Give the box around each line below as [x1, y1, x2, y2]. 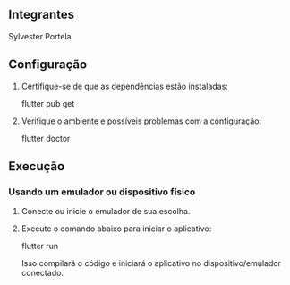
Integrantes [8, 7, 75, 22]
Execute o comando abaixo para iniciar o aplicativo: [21, 223, 212, 234]
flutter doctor [21, 133, 71, 143]
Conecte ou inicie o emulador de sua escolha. [21, 206, 191, 217]
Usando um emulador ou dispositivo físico [8, 186, 196, 198]
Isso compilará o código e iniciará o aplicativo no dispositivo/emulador [21, 258, 282, 269]
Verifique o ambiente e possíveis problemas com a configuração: [21, 116, 261, 126]
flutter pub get [21, 98, 75, 108]
